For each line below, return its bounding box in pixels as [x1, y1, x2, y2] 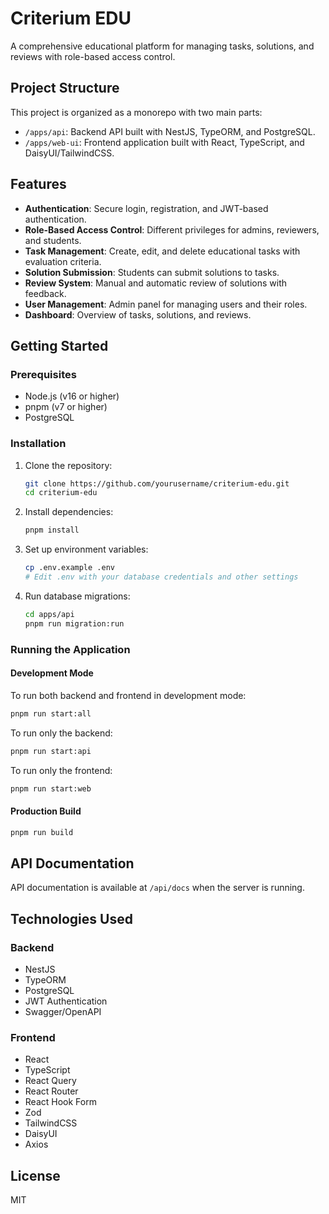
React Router [24, 1085, 79, 1097]
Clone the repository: [24, 459, 113, 471]
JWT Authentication [24, 995, 108, 1007]
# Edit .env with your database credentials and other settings [24, 572, 299, 582]
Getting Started [10, 337, 109, 354]
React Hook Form [24, 1096, 97, 1108]
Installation [10, 437, 67, 451]
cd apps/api [24, 609, 75, 619]
